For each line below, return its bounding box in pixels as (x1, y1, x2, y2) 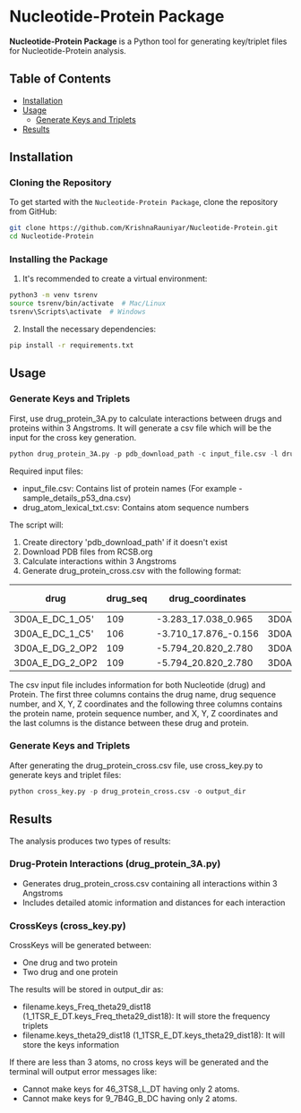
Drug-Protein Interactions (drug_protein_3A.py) (9, 858, 221, 870)
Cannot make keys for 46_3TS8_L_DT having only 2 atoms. (21, 1083, 240, 1094)
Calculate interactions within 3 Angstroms (21, 555, 177, 566)
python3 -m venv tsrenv (9, 291, 99, 300)
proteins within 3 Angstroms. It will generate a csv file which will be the (9, 423, 271, 433)
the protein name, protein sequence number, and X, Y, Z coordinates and (9, 707, 279, 718)
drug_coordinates (168, 592, 246, 604)
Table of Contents (9, 72, 112, 87)
